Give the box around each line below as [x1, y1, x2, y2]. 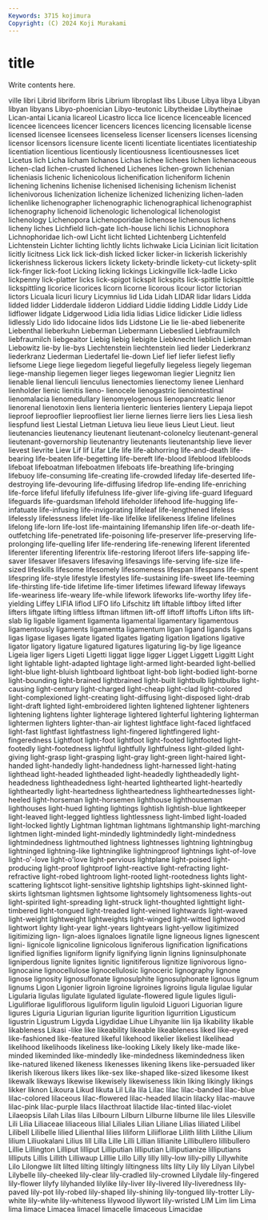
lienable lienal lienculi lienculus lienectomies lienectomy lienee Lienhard [8, 377, 244, 387]
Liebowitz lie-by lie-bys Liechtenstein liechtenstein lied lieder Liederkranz [8, 343, 251, 353]
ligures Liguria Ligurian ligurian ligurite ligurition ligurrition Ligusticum [8, 1008, 237, 1018]
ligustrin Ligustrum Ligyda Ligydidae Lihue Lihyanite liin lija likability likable [8, 1017, 254, 1027]
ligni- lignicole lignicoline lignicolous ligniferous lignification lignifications [8, 940, 248, 950]
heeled [8, 795, 31, 805]
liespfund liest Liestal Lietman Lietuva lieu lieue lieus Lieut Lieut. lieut [8, 420, 235, 429]
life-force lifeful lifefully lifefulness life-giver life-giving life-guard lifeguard [8, 488, 254, 498]
